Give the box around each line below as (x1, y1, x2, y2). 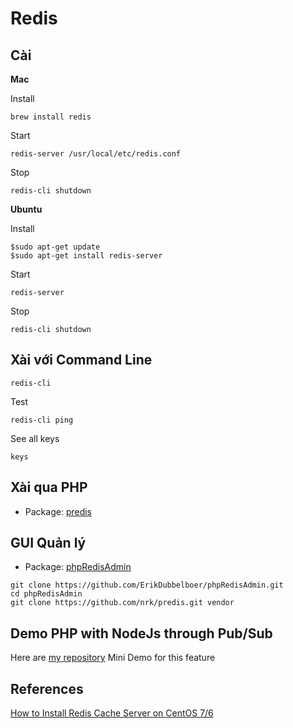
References (10, 680, 84, 697)
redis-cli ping (10, 415, 74, 425)
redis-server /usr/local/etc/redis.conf (10, 149, 182, 159)
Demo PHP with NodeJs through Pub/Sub (10, 625, 273, 642)
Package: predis (24, 505, 92, 517)
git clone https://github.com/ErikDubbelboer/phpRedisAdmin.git (10, 580, 284, 591)
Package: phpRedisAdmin (24, 561, 132, 573)
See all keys (10, 432, 60, 444)
